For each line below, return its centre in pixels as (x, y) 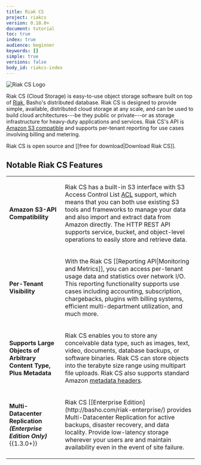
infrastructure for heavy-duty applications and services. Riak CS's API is (95, 122)
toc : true (19, 34)
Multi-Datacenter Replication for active (120, 418)
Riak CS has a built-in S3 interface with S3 (125, 187)
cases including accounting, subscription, (124, 292)
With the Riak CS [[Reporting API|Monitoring (127, 262)
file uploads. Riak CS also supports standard (127, 373)
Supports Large (32, 343)
